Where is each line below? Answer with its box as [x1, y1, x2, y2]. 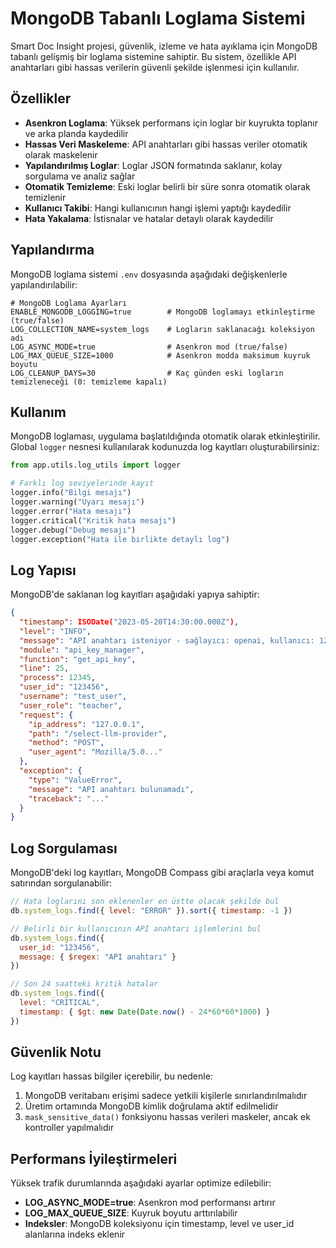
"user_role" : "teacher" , [19, 700, 123, 711]
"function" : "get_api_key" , [19, 654, 137, 664]
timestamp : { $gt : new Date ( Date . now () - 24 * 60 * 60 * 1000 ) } [19, 1007, 271, 1017]
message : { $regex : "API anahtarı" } [19, 952, 177, 962]
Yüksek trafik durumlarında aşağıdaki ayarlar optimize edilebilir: [10, 1177, 272, 1189]
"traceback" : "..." [28, 793, 110, 804]
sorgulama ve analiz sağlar [24, 170, 136, 182]
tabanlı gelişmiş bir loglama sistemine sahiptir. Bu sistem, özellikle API [10, 50, 297, 62]
